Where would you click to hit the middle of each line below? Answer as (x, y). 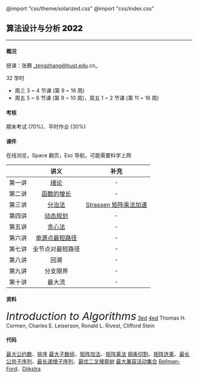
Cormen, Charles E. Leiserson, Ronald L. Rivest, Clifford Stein (80, 326)
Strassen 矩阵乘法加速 (116, 205)
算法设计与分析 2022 (44, 29)
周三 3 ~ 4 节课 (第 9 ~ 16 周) (49, 91)
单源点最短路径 (57, 238)
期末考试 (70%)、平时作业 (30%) (46, 127)
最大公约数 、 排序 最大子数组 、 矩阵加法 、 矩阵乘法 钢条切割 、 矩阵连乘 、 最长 (98, 354)
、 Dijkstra (29, 369)
